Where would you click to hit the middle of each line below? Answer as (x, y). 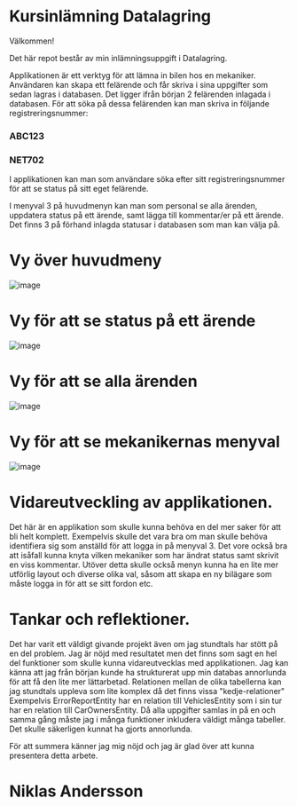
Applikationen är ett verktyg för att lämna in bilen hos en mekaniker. (133, 75)
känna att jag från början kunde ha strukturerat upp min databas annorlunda (148, 672)
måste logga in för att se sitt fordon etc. (81, 583)
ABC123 (27, 136)
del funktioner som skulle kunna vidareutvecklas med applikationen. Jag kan (149, 662)
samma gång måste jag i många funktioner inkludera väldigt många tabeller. (148, 719)
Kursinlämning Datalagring (110, 16)
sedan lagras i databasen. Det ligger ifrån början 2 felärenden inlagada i (140, 94)
